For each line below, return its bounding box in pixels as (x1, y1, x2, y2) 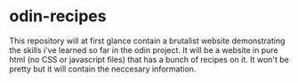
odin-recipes (9, 6, 107, 26)
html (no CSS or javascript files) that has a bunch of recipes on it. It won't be (9, 54, 289, 64)
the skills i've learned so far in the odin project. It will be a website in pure (9, 44, 278, 55)
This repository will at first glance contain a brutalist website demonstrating (9, 35, 286, 46)
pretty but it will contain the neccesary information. (9, 64, 197, 74)
